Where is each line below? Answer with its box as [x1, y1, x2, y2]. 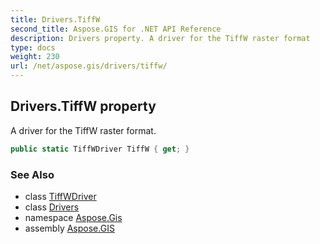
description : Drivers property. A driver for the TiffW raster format [10, 33, 311, 43]
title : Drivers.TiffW [10, 14, 101, 25]
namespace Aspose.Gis [24, 211, 123, 223]
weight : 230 [10, 52, 60, 62]
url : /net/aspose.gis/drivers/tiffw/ [10, 61, 168, 71]
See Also [10, 167, 55, 181]
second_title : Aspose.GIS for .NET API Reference [10, 24, 222, 34]
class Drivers [24, 201, 80, 213]
